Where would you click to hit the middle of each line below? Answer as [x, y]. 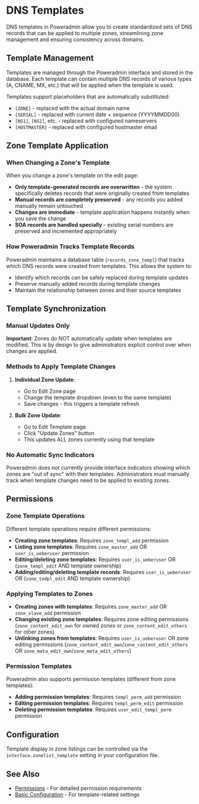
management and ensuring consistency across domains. [75, 39]
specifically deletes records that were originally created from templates [102, 193]
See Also [23, 774]
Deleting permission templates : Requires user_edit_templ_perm [93, 710]
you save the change [40, 219]
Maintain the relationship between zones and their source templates [98, 290]
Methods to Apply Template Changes [61, 367]
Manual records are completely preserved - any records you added [99, 200]
